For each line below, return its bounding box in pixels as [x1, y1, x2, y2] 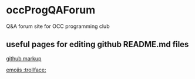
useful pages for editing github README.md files [6, 39, 189, 49]
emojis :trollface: [6, 66, 46, 73]
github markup [6, 55, 42, 62]
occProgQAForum [6, 3, 96, 17]
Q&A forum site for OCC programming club [6, 23, 110, 30]
